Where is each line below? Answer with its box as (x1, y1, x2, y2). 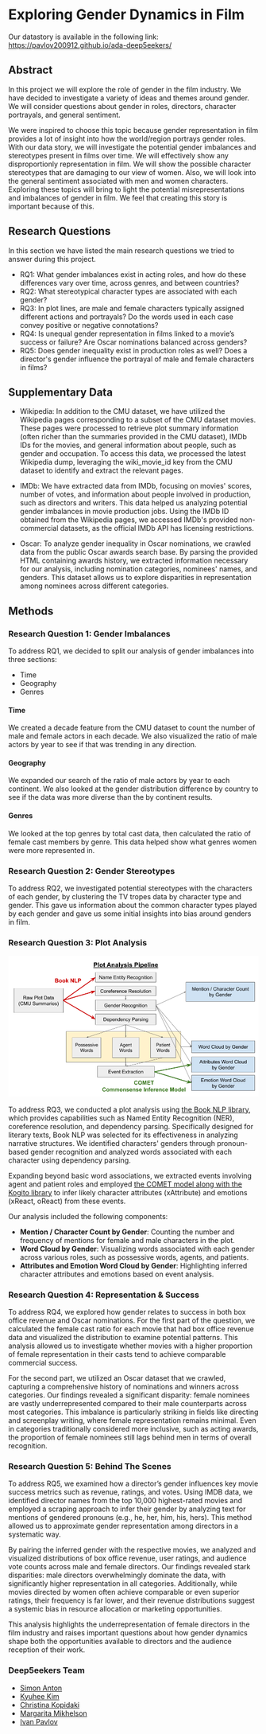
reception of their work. (8, 1645, 86, 1654)
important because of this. (8, 201, 95, 211)
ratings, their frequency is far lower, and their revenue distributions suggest (8, 1596, 256, 1605)
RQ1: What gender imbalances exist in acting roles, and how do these (19, 269, 247, 279)
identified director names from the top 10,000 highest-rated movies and (8, 1496, 243, 1506)
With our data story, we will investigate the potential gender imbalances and (8, 142, 256, 152)
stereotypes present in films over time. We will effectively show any (8, 150, 229, 160)
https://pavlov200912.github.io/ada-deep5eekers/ (8, 40, 172, 49)
